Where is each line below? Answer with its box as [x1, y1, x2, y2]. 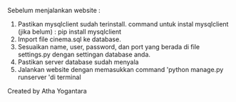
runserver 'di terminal [17, 73, 81, 81]
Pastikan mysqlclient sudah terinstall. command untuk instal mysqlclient [17, 20, 229, 28]
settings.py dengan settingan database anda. [17, 50, 151, 58]
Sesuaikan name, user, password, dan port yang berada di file [17, 43, 200, 51]
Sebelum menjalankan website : [7, 6, 101, 14]
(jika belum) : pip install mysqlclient [17, 28, 122, 36]
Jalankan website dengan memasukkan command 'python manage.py [17, 66, 224, 73]
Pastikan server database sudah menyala [17, 58, 139, 66]
